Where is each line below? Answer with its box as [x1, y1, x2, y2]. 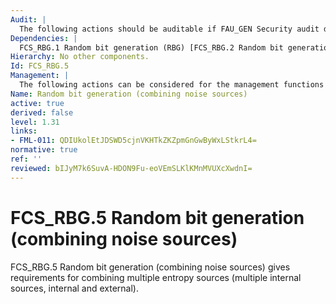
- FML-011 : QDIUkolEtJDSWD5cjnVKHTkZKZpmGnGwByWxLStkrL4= [10, 136, 257, 146]
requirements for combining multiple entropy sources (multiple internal [10, 271, 302, 283]
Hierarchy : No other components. [10, 52, 150, 62]
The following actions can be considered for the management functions [19, 80, 325, 90]
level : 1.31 [10, 117, 60, 127]
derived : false [10, 107, 74, 118]
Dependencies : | [10, 33, 78, 43]
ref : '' [10, 154, 43, 164]
